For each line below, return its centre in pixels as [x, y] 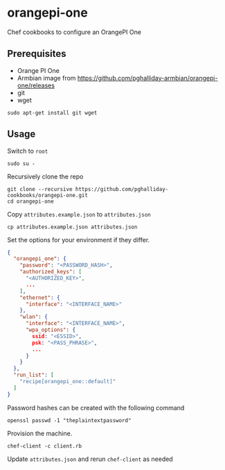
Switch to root [28, 151]
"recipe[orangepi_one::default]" [68, 382]
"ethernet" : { [40, 297]
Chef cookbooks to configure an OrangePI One [74, 32]
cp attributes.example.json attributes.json [72, 227]
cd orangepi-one [30, 201]
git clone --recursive [40, 189]
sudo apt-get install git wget [52, 112]
